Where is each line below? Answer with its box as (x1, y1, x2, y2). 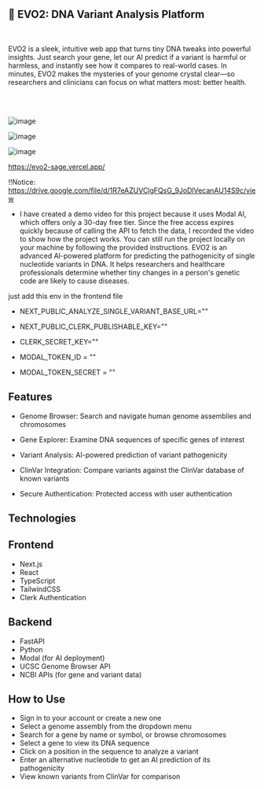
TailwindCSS (19, 584, 61, 594)
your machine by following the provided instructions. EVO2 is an (19, 242, 228, 252)
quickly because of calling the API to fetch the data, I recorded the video (19, 226, 255, 235)
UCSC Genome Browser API (19, 662, 112, 671)
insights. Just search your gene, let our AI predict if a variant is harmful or (8, 52, 247, 61)
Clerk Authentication (19, 592, 86, 602)
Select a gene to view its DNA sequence (19, 739, 150, 748)
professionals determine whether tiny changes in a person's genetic (19, 267, 240, 277)
